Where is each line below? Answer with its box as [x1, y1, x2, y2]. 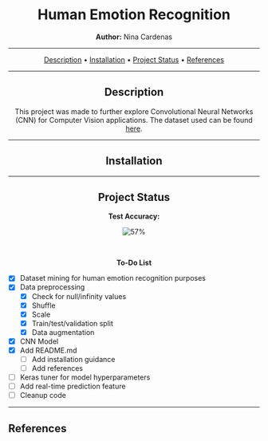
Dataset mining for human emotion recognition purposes [19, 274, 206, 283]
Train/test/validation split [31, 318, 114, 328]
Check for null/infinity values [31, 291, 127, 301]
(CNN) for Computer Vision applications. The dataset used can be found [15, 115, 253, 124]
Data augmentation [31, 327, 95, 337]
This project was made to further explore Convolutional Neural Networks [14, 106, 254, 116]
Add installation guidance [31, 354, 116, 364]
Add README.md [19, 345, 77, 355]
